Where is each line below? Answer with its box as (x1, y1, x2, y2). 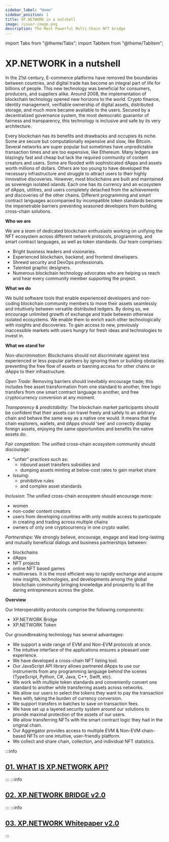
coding (5, 300, 20, 307)
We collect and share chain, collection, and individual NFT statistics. (12, 738, 155, 745)
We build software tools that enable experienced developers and (5, 295, 140, 301)
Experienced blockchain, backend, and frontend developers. (12, 254, 139, 260)
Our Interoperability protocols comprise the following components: (5, 606, 144, 613)
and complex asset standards (20, 483, 82, 489)
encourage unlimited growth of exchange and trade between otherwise (5, 311, 154, 317)
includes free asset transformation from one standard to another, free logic (5, 384, 161, 390)
